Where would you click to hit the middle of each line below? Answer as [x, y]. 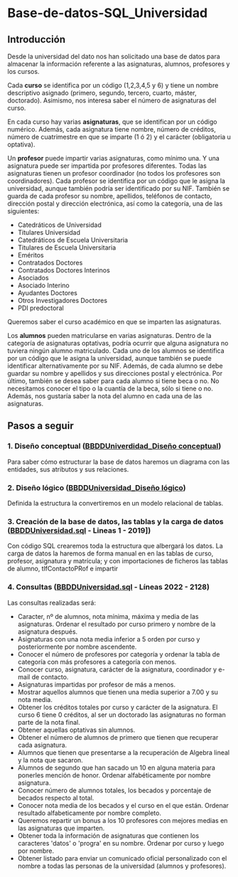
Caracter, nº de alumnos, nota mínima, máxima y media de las [108, 616]
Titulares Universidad [49, 232]
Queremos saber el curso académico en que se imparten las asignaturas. [114, 322]
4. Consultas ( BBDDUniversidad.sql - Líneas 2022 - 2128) [108, 587]
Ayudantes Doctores [48, 293]
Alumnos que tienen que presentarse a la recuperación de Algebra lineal [123, 753]
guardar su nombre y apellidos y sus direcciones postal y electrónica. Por [115, 373]
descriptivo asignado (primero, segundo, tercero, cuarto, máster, [102, 93]
